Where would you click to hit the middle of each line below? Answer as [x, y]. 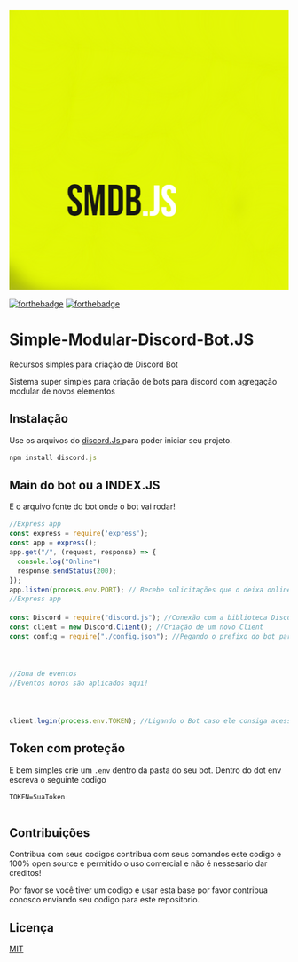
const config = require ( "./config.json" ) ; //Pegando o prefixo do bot [142, 636]
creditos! [25, 873]
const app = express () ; [53, 543]
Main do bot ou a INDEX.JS [85, 485]
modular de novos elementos [62, 391]
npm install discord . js [53, 457]
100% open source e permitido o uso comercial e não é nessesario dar [138, 863]
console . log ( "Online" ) [59, 561]
